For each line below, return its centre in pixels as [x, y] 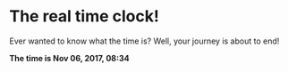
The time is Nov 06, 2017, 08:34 [69, 58]
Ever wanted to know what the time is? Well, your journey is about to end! [144, 41]
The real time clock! [84, 16]
